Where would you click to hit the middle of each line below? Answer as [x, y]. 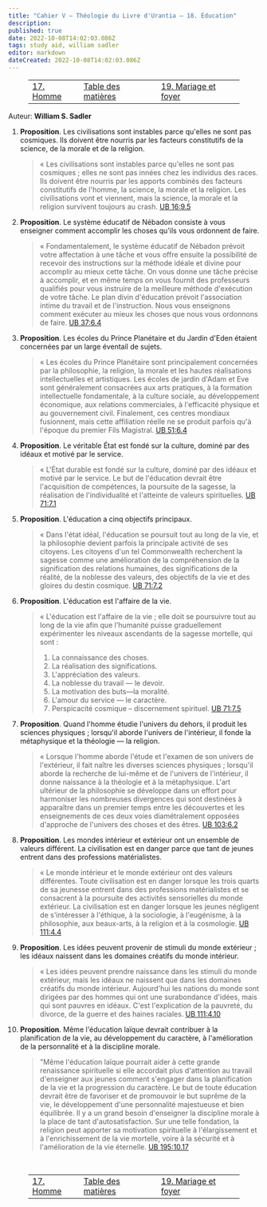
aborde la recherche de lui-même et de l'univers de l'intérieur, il [144, 773]
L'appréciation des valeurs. [96, 674]
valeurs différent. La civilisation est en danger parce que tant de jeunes [136, 848]
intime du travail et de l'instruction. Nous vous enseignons [135, 306]
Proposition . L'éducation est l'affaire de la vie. [96, 601]
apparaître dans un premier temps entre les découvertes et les [142, 807]
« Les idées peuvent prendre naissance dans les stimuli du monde [148, 971]
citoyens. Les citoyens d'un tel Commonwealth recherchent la [141, 551]
